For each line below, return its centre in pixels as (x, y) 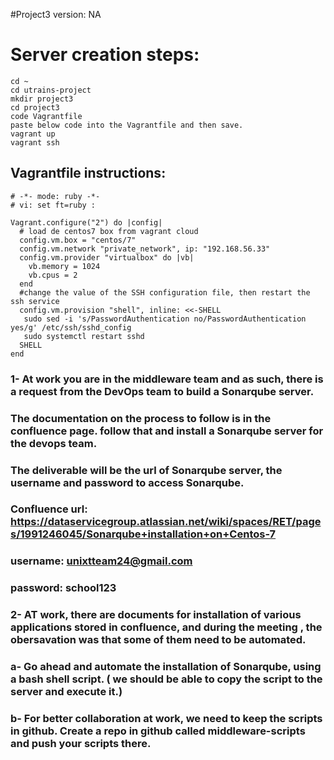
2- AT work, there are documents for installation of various (156, 615)
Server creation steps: (105, 55)
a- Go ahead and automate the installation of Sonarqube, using (166, 667)
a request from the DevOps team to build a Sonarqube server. (162, 391)
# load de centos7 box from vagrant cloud (109, 231)
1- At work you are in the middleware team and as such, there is (167, 379)
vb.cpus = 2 (53, 275)
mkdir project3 (42, 99)
